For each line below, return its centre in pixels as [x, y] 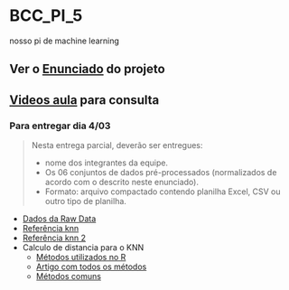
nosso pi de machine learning [65, 41]
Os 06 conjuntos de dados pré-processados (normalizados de [161, 173]
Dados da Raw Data [59, 219]
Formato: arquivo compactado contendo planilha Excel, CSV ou [163, 192]
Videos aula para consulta [84, 100]
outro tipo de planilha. [85, 201]
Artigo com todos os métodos [91, 267]
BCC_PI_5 [46, 16]
